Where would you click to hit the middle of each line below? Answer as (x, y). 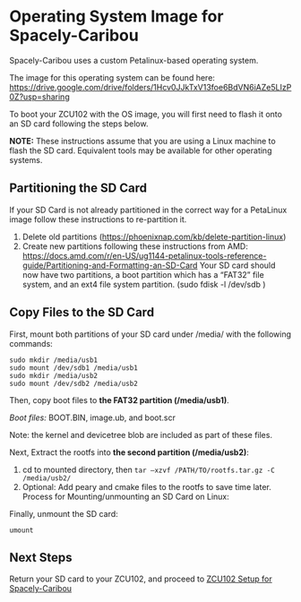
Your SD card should (237, 265)
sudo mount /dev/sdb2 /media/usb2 (74, 383)
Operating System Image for (116, 17)
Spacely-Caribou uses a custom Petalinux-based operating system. (134, 60)
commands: (31, 343)
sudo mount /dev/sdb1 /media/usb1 (74, 368)
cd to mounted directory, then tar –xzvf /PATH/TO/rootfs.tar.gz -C (148, 469)
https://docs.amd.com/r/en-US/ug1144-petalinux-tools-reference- (144, 255)
